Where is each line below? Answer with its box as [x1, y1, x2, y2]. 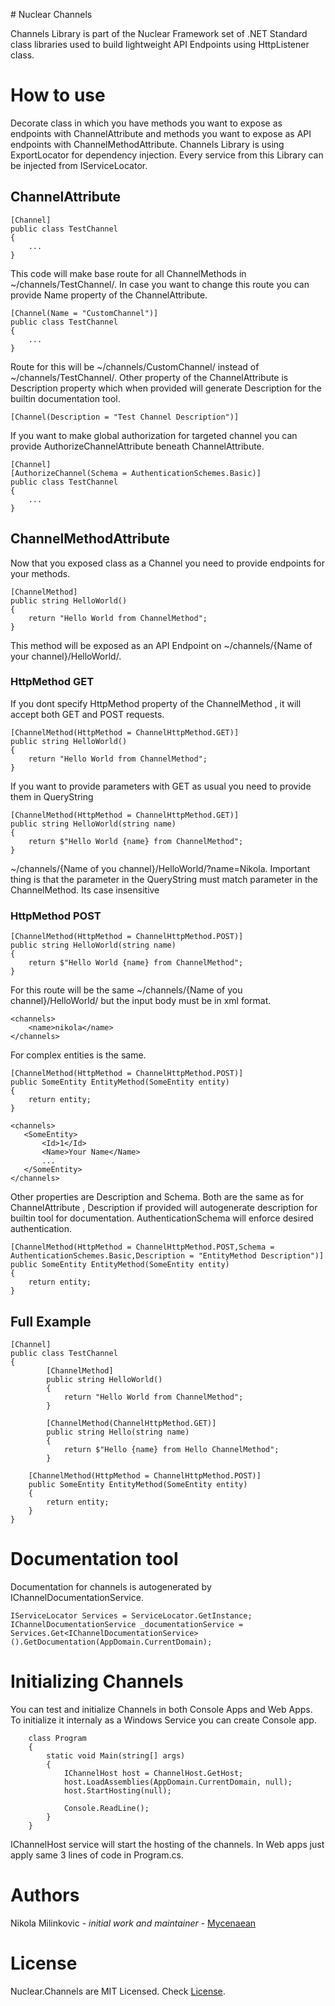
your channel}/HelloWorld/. [10, 650, 122, 662]
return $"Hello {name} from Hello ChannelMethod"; [63, 1444, 280, 1454]
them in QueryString [10, 790, 94, 803]
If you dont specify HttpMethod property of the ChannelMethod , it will [10, 697, 302, 709]
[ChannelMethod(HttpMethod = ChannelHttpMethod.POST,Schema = [10, 1242, 275, 1253]
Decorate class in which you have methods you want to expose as [10, 117, 283, 129]
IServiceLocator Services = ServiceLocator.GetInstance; [10, 1610, 253, 1621]
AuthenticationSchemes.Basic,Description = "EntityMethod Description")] [10, 1251, 325, 1261]
